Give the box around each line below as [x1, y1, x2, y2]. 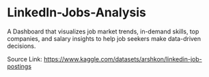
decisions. [7, 42, 36, 50]
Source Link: [7, 55, 43, 63]
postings [7, 62, 32, 70]
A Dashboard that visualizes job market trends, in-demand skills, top [7, 27, 199, 35]
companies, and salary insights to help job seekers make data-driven [7, 34, 201, 42]
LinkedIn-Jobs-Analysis [7, 5, 147, 20]
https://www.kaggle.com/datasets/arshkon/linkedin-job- [44, 55, 203, 63]
